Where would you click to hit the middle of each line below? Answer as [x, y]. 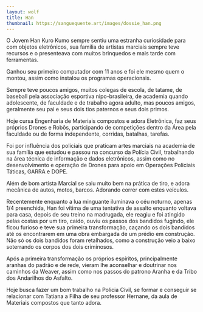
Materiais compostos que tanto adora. [54, 303]
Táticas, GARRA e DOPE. [37, 172]
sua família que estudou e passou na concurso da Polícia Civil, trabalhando [100, 152]
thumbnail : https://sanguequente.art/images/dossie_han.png [84, 23]
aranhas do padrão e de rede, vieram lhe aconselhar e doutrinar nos [92, 265]
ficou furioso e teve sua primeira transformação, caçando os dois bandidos [101, 227]
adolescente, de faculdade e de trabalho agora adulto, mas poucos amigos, [101, 103]
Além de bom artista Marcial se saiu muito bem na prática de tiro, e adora [98, 184]
